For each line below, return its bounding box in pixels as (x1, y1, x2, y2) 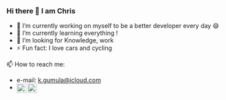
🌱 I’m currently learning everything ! (16, 29, 118, 37)
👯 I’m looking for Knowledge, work (16, 36, 114, 45)
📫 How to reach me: (6, 60, 65, 68)
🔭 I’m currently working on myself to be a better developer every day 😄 (16, 22, 219, 30)
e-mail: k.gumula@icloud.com (16, 76, 101, 84)
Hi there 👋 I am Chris (6, 6, 76, 16)
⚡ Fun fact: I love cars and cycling (16, 44, 113, 52)
